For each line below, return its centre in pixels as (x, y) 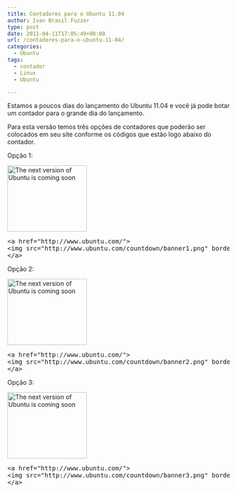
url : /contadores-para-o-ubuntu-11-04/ (66, 40)
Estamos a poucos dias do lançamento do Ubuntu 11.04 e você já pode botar (119, 106)
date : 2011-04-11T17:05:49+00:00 (56, 34)
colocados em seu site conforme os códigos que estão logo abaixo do (109, 134)
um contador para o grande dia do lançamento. (76, 113)
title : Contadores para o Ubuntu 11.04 (66, 14)
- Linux (25, 73)
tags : (15, 60)
